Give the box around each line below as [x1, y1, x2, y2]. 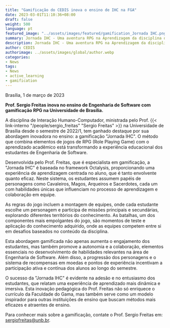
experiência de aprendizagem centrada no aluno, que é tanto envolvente [5, 170, 157, 176]
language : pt [5, 26, 33, 31]
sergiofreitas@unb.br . [5, 317, 51, 323]
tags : [5, 64, 17, 69]
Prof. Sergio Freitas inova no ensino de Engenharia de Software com [5, 102, 151, 108]
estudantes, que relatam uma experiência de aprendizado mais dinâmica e [5, 280, 160, 286]
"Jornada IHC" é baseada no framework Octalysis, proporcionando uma [5, 164, 155, 170]
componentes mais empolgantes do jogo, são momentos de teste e [5, 217, 146, 224]
